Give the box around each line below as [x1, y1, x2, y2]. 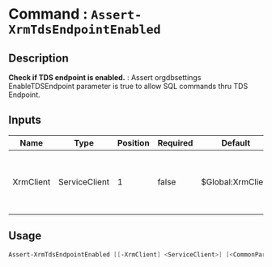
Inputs [8, 113, 42, 127]
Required [157, 137, 193, 148]
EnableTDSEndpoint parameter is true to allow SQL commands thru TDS [8, 82, 249, 91]
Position [117, 137, 150, 148]
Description [8, 51, 69, 65]
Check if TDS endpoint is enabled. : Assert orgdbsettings [8, 73, 202, 82]
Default [221, 137, 251, 148]
